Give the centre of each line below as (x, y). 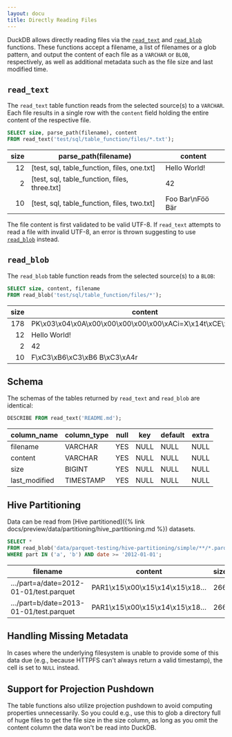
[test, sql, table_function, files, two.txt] (93, 203)
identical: (20, 405)
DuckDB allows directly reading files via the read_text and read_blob (105, 39)
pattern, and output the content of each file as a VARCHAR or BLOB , (99, 54)
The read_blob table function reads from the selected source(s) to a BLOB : (111, 276)
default (173, 435)
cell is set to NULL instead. (43, 667)
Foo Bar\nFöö (187, 199)
